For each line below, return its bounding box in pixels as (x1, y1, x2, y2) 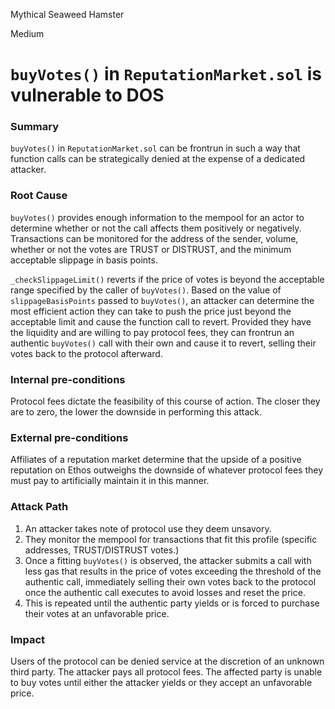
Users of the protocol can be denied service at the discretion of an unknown (10, 655, 325, 667)
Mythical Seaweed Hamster (10, 9, 125, 20)
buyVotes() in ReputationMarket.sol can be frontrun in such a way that (10, 142, 301, 154)
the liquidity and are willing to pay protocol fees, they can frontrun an (10, 326, 295, 338)
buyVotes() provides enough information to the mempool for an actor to (10, 211, 305, 223)
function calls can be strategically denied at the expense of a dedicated (10, 153, 306, 165)
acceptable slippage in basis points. (10, 254, 158, 266)
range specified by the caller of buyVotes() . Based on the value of (10, 284, 282, 296)
